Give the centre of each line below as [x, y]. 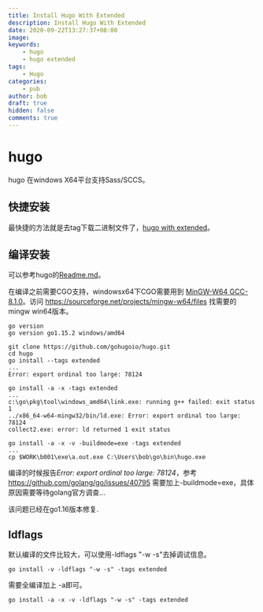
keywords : [24, 45]
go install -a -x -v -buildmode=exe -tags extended [94, 443]
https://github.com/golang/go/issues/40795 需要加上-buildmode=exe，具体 [131, 483]
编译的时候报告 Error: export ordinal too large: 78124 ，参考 [102, 473]
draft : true [28, 103]
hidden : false [31, 111]
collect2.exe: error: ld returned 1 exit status [89, 430]
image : [19, 37]
